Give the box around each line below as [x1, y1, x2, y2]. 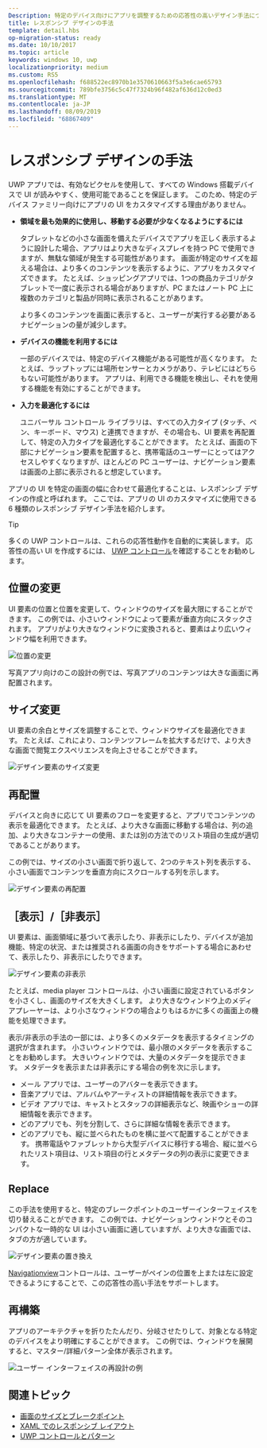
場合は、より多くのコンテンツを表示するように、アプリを [33, 263, 222, 273]
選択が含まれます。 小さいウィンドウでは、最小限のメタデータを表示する [8, 1042, 246, 1052]
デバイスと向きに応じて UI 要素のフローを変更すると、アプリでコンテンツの [8, 810, 256, 820]
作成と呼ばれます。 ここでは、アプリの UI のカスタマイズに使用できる [29, 494, 257, 503]
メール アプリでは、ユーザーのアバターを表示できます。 [19, 1079, 203, 1089]
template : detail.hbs [8, 26, 80, 34]
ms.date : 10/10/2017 [8, 41, 77, 49]
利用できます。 [42, 634, 91, 643]
